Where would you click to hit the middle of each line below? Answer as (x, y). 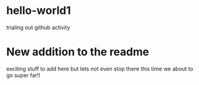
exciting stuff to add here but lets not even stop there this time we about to (100, 69)
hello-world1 (39, 11)
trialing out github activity (38, 27)
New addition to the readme (78, 52)
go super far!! (23, 75)
